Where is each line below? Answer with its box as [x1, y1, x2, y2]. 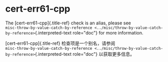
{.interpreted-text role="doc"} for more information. [35, 29, 143, 36]
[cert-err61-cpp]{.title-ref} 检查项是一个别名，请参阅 [5, 40, 116, 46]
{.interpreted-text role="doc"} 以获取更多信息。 [35, 51, 135, 57]
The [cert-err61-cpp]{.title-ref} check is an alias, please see [5, 20, 131, 26]
